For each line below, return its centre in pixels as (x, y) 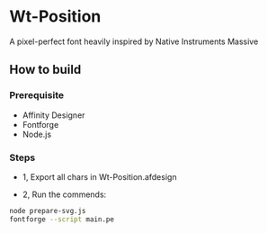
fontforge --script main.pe (62, 219)
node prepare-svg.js (48, 211)
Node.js (37, 134)
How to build (45, 70)
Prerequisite (37, 95)
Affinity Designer (53, 115)
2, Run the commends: (64, 194)
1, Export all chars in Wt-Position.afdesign (99, 176)
